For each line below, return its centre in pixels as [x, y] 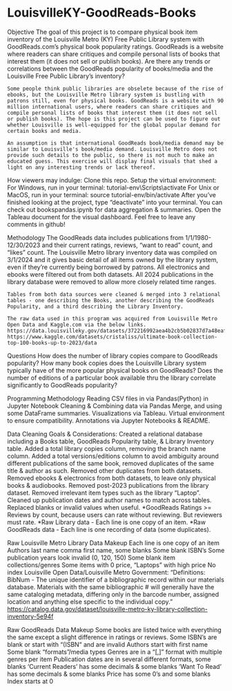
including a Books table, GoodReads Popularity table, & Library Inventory [110, 441]
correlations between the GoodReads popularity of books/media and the [110, 68]
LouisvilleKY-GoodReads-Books [102, 13]
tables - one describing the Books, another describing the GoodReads [111, 300]
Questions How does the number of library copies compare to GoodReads [113, 356]
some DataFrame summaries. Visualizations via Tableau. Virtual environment [116, 413]
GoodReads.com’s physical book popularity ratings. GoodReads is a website [116, 46]
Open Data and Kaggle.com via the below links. [77, 324]
